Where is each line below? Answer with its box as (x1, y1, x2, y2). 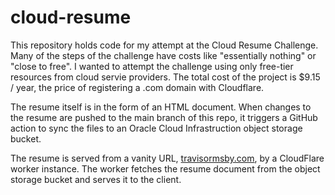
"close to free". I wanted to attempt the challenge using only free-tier (10, 60, 294, 72)
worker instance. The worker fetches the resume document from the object (10, 162, 321, 175)
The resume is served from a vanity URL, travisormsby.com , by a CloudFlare (10, 152, 325, 164)
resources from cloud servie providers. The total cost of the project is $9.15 (10, 71, 321, 83)
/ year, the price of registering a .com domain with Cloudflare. (10, 81, 265, 93)
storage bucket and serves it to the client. (10, 173, 182, 185)
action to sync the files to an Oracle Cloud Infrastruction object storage (10, 122, 303, 134)
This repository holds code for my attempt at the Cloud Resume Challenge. (10, 39, 319, 51)
